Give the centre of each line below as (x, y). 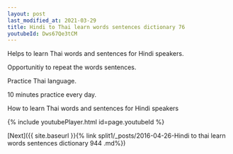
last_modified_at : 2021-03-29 (52, 20)
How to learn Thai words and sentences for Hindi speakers (93, 108)
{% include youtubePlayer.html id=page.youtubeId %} (86, 122)
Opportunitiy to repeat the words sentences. (72, 67)
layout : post (27, 14)
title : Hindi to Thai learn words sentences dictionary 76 (96, 27)
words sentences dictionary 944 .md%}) (67, 143)
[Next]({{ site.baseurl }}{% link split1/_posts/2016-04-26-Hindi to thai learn (116, 136)
